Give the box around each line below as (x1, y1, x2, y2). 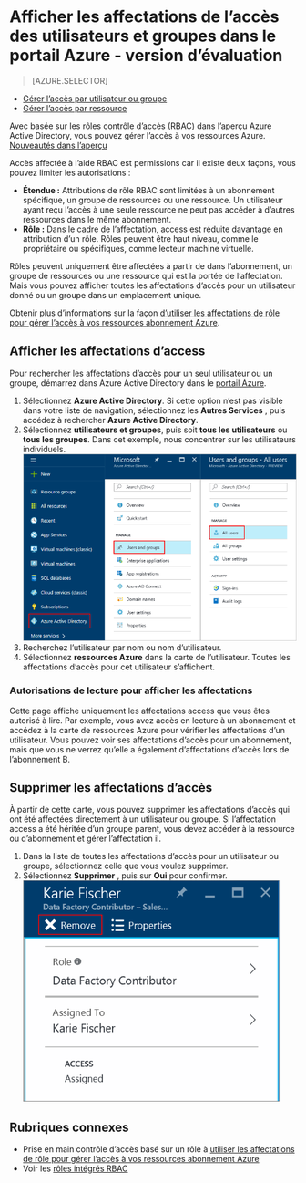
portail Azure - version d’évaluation (9, 46, 283, 66)
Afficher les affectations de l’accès (9, 6, 280, 27)
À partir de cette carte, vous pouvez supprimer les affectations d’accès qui (9, 804, 290, 815)
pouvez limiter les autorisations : (9, 167, 131, 178)
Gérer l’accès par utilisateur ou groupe (22, 93, 168, 104)
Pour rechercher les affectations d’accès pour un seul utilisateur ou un (9, 368, 273, 379)
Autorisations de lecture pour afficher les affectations (9, 684, 253, 697)
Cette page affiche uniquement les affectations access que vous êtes (9, 705, 270, 716)
